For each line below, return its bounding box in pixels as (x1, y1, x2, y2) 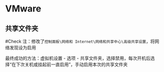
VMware (5, 3, 42, 14)
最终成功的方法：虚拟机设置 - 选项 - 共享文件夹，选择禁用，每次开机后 (5, 55, 150, 61)
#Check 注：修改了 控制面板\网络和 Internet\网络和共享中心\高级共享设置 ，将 (5, 38, 155, 44)
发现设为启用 (9, 44, 36, 50)
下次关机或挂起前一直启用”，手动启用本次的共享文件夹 (16, 61, 128, 67)
